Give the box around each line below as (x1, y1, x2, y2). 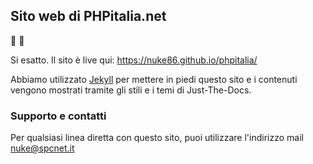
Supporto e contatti (10, 109, 107, 123)
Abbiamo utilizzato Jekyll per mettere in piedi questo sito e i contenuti (10, 73, 298, 85)
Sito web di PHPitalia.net (10, 8, 167, 25)
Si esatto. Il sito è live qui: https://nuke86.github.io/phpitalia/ (10, 54, 258, 66)
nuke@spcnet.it (10, 142, 75, 154)
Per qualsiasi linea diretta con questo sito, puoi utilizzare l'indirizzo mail (10, 132, 304, 144)
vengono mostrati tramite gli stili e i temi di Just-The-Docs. (10, 84, 252, 96)
